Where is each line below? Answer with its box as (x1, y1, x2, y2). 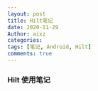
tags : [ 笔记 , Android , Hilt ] (7, 43, 92, 50)
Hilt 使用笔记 (7, 75, 51, 85)
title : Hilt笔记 (7, 17, 53, 24)
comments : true (7, 50, 53, 58)
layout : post (7, 10, 46, 18)
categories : (7, 37, 43, 44)
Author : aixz (7, 30, 46, 38)
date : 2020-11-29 (7, 23, 59, 31)
